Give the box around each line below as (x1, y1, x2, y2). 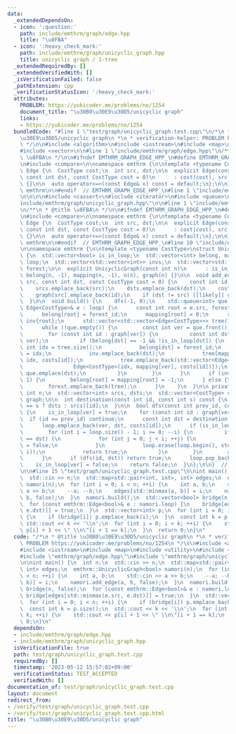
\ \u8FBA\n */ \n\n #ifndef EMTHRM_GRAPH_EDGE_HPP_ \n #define (20, 154, 197, 162)
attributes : (13, 96, 49, 103)
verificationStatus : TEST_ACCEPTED (13, 671, 118, 678)
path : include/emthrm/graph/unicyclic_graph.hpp (20, 50, 165, 57)
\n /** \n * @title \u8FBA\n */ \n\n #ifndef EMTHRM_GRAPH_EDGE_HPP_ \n (20, 207, 221, 214)
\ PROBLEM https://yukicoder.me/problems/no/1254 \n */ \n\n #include (20, 539, 221, 547)
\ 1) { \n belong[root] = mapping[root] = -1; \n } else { (20, 376, 228, 383)
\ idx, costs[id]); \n (20, 356, 83, 364)
